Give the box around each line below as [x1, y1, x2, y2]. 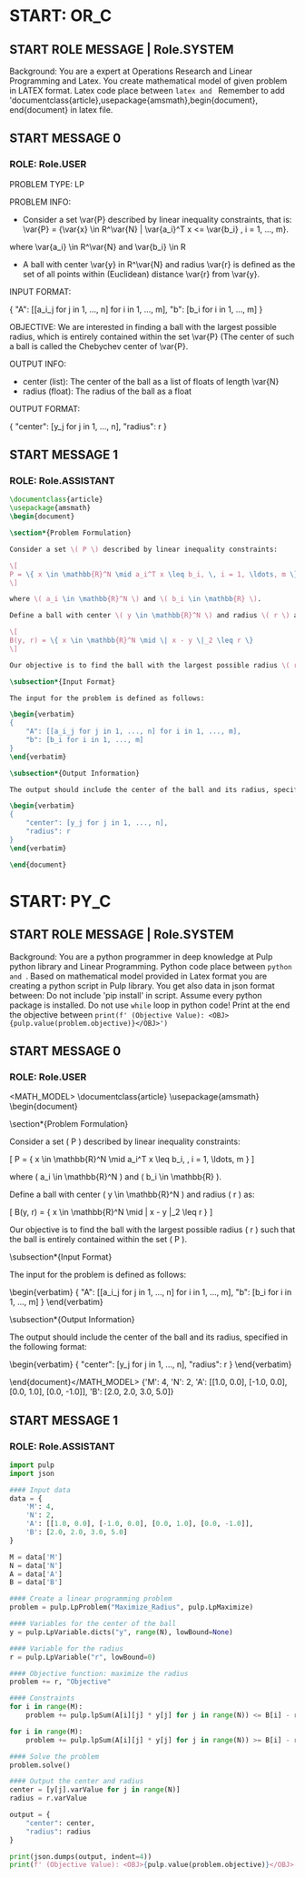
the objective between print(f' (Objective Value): [9, 1009, 205, 1019]
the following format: [9, 1341, 88, 1352]
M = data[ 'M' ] [9, 1552, 64, 1562]
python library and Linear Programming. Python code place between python [9, 960, 292, 971]
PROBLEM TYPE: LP [9, 178, 84, 189]
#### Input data [9, 1485, 71, 1494]
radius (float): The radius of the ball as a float [22, 386, 192, 397]
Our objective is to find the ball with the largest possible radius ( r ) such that [9, 1224, 296, 1235]
